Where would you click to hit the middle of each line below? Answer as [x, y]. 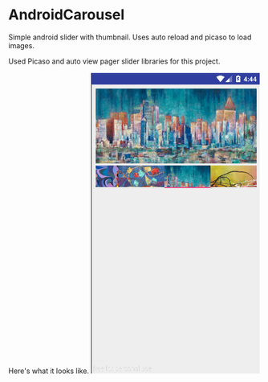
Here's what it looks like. [49, 371]
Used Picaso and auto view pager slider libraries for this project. [114, 61]
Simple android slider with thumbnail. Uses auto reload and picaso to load [130, 37]
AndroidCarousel [67, 15]
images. [21, 45]
